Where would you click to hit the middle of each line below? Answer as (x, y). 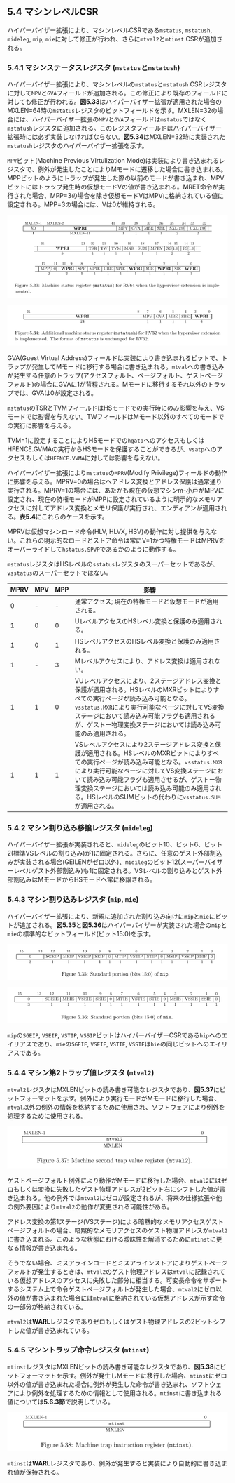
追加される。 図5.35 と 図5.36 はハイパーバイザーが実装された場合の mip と (123, 925)
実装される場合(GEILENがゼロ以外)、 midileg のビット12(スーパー (112, 862)
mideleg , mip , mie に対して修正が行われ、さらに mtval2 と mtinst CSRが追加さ (115, 39)
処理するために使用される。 (47, 1116)
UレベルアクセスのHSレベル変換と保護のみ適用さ (145, 621)
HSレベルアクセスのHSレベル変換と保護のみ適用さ (147, 641)
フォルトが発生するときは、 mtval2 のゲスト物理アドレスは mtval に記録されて (116, 1271)
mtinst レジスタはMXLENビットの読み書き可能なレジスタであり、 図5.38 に (114, 1366)
